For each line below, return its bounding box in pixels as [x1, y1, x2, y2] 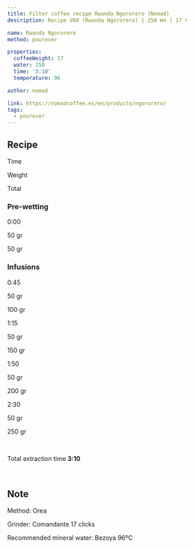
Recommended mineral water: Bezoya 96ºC [7, 534, 133, 542]
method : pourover [7, 36, 58, 43]
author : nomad [7, 87, 49, 94]
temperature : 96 [13, 74, 61, 81]
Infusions [7, 262, 40, 272]
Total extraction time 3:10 [7, 454, 81, 462]
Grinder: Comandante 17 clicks [7, 520, 95, 529]
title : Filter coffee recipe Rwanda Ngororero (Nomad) [7, 10, 170, 17]
